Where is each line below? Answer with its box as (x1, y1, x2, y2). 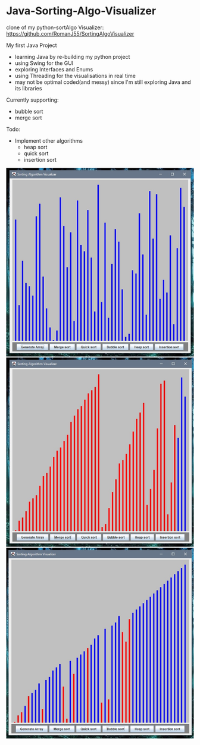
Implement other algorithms (14, 137, 83, 144)
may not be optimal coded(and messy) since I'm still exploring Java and (14, 78, 192, 86)
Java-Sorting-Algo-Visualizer (6, 4, 157, 18)
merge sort (14, 114, 42, 121)
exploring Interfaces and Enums (14, 65, 93, 73)
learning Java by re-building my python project (14, 53, 130, 60)
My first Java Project (6, 42, 58, 49)
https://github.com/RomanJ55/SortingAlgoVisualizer (6, 30, 135, 37)
